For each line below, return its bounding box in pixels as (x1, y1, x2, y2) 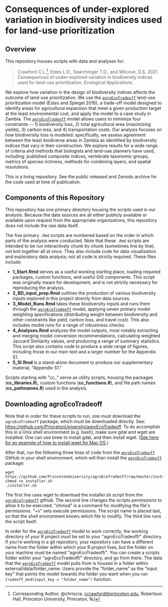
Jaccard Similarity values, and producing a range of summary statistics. (12, 338, 160, 344)
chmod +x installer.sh (5, 478, 52, 484)
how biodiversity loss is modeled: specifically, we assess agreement (5, 132, 146, 138)
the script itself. (5, 519, 37, 525)
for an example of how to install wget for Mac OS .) (5, 440, 109, 446)
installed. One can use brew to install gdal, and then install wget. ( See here (5, 434, 159, 440)
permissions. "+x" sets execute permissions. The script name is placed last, (5, 508, 161, 514)
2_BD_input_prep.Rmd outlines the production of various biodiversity (12, 290, 156, 296)
